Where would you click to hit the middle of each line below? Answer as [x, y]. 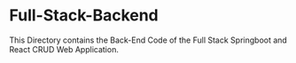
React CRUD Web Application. [64, 49]
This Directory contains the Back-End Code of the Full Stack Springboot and [148, 40]
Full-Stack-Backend [84, 16]
